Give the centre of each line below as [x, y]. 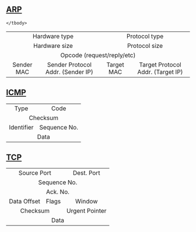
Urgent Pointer [86, 211]
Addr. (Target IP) [160, 72]
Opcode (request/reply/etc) [98, 55]
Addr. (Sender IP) [69, 72]
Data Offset [25, 202]
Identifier [21, 127]
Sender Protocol [69, 65]
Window [86, 202]
